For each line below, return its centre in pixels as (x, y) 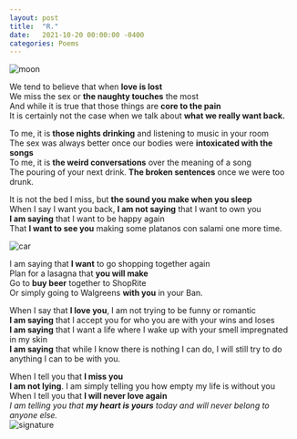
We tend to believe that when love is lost (86, 87)
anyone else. (33, 415)
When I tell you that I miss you (67, 377)
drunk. (22, 182)
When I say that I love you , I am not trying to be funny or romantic (133, 311)
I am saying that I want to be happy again (87, 219)
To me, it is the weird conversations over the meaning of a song (131, 163)
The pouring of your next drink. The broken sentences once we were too (147, 172)
